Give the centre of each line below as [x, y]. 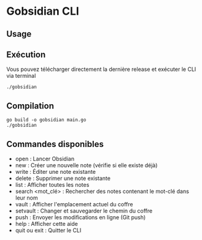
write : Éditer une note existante [56, 172]
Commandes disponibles [55, 144]
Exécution [26, 54]
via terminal [21, 76]
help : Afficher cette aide [46, 224]
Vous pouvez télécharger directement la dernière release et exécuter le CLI [101, 69]
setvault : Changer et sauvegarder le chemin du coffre [84, 211]
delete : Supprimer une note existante [63, 178]
